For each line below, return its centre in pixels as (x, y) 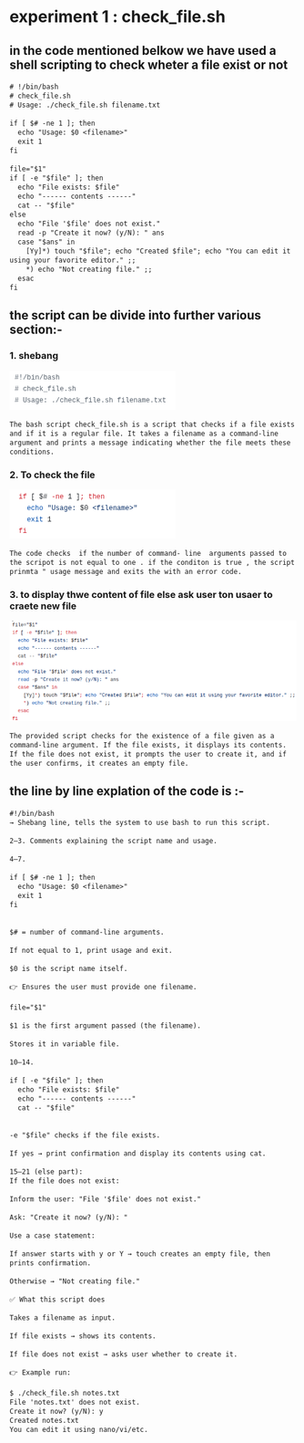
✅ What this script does (57, 1299)
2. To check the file (52, 475)
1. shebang (34, 356)
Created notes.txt (44, 1420)
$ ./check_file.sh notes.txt (65, 1393)
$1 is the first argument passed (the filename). (106, 1025)
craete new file (43, 606)
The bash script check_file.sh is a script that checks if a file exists (152, 424)
